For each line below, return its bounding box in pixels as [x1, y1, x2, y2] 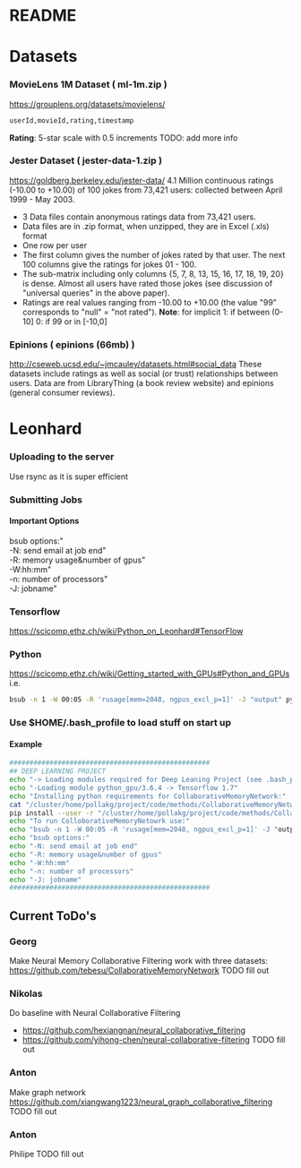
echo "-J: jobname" [9, 875, 82, 884]
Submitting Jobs [9, 494, 83, 506]
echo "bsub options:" [9, 834, 90, 843]
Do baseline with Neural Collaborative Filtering [9, 1008, 181, 1018]
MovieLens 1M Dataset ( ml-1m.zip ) [9, 78, 168, 90]
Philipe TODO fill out [9, 1148, 84, 1159]
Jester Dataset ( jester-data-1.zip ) [9, 154, 163, 167]
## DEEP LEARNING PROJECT [9, 767, 106, 776]
